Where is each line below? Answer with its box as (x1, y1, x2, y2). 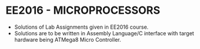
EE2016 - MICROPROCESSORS (5, 4, 160, 17)
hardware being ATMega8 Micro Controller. (14, 36, 121, 43)
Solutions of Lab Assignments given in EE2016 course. (14, 23, 149, 30)
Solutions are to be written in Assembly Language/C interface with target (14, 29, 195, 36)
